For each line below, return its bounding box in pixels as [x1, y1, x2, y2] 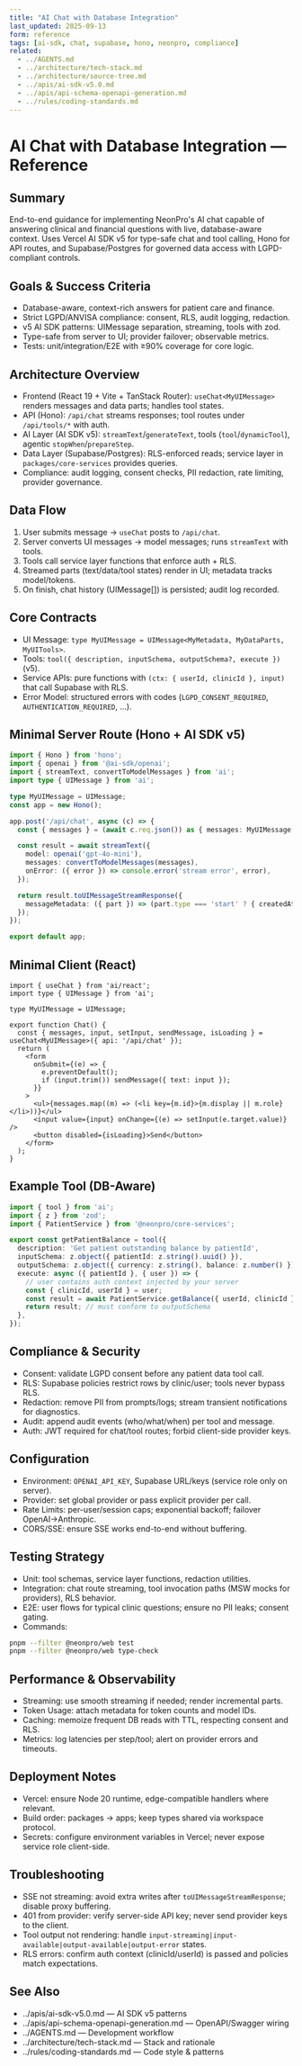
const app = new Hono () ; [9, 800, 102, 810]
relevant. [22, 1802, 56, 1813]
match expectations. [22, 1958, 99, 1969]
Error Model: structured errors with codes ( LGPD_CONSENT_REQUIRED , [22, 691, 269, 702]
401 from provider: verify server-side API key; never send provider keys [22, 1909, 288, 1921]
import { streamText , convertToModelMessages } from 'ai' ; [9, 768, 235, 777]
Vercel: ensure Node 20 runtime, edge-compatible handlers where [22, 1792, 270, 1804]
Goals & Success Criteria [9, 278, 151, 293]
